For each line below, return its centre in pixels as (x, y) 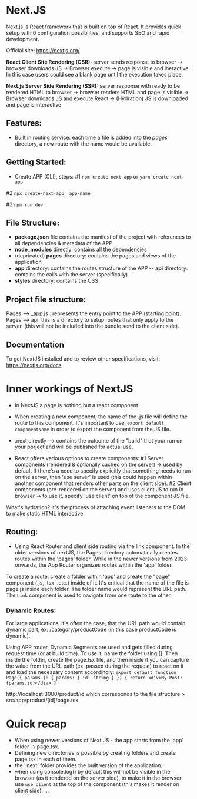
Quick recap (36, 724)
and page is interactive (34, 104)
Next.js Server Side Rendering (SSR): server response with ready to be (93, 85)
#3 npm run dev (25, 204)
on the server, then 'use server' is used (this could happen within (93, 477)
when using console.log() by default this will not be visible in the (92, 771)
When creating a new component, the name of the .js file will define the (101, 417)
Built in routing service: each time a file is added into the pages (91, 137)
